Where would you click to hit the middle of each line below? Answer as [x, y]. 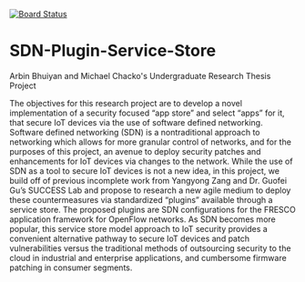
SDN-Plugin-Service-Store [113, 51]
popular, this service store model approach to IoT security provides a [139, 228]
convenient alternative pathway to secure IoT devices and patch [130, 238]
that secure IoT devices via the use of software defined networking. [136, 122]
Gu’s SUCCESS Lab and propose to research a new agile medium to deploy [150, 190]
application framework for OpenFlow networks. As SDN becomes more [142, 219]
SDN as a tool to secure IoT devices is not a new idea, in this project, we [145, 171]
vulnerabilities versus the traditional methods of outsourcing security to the [150, 248]
